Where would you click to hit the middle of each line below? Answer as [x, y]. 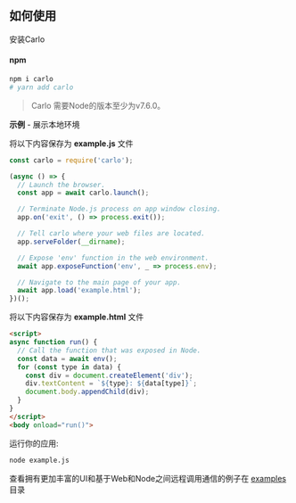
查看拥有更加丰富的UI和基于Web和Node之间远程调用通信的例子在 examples [148, 478]
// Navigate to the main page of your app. [99, 282]
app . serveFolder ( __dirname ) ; [71, 242]
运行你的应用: [34, 443]
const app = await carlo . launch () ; [83, 193]
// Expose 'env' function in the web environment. [113, 258]
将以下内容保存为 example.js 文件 [71, 143]
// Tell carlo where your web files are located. [111, 234]
